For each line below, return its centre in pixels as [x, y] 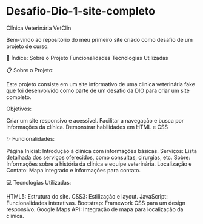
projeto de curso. [28, 46]
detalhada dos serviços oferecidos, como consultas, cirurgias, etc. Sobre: [98, 157]
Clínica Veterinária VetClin [39, 28]
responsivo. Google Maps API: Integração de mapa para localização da [95, 209]
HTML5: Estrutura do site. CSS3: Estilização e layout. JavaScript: [87, 196]
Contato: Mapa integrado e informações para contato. [74, 170]
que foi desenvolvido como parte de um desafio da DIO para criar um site [98, 90]
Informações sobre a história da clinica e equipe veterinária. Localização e [99, 164]
